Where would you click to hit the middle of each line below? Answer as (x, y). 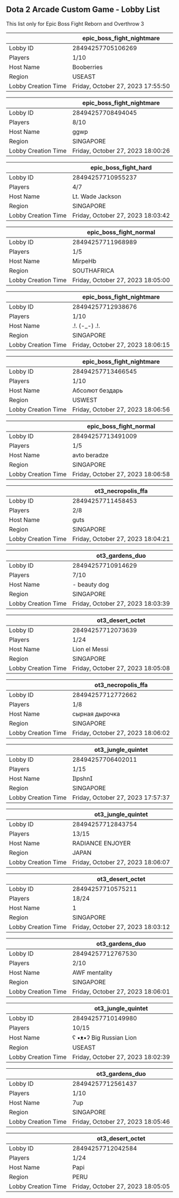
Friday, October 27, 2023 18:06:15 (121, 344)
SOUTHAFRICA (93, 270)
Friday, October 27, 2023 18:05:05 (121, 1186)
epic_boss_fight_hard (121, 167)
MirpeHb (84, 261)
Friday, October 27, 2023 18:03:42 (121, 215)
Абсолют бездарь (98, 390)
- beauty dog (91, 584)
